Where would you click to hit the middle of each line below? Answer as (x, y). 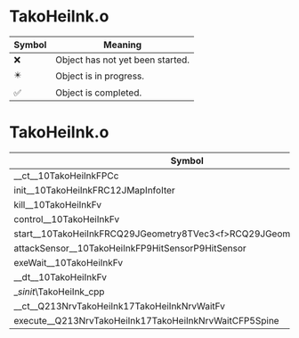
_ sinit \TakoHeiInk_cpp (59, 292)
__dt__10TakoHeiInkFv (60, 276)
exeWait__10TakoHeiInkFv (68, 262)
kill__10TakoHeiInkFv (58, 204)
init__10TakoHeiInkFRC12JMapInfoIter (94, 190)
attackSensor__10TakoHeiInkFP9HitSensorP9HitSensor (130, 248)
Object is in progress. (100, 76)
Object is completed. (98, 93)
